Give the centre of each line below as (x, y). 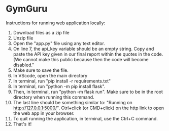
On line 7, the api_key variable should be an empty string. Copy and (83, 49)
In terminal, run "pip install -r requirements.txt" (62, 81)
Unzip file (23, 38)
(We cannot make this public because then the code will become (81, 59)
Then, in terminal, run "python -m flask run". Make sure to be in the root (88, 92)
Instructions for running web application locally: (56, 23)
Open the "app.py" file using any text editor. (59, 43)
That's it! (22, 124)
